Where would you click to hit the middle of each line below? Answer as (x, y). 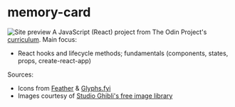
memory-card (49, 12)
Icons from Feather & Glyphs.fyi (64, 88)
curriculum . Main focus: (42, 39)
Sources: (21, 74)
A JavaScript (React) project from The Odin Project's (130, 32)
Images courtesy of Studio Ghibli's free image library (95, 96)
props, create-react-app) (54, 60)
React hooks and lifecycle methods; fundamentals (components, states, (123, 53)
